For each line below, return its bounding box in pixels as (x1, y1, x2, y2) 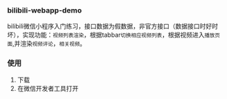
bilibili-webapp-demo (7, 6, 82, 15)
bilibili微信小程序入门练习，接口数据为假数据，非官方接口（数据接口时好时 (7, 22, 219, 30)
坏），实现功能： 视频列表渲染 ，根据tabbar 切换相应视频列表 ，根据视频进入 (7, 30, 205, 39)
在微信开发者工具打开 (17, 84, 78, 92)
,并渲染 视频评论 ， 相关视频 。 (12, 39, 87, 48)
